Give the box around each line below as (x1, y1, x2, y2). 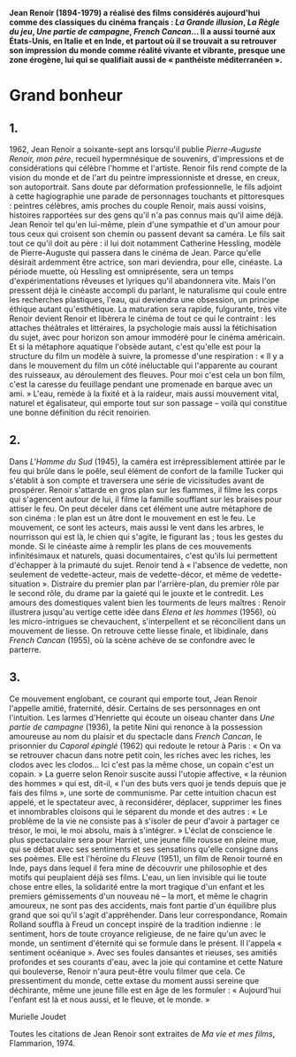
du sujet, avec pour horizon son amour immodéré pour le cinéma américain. (9, 332, 285, 342)
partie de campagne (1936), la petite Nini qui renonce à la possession (9, 721, 263, 732)
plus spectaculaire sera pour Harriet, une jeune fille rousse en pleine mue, (9, 834, 278, 845)
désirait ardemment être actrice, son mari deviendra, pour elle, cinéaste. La (9, 257, 283, 267)
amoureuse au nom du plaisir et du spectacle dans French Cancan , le (9, 731, 262, 741)
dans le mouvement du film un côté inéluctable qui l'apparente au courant (9, 360, 278, 371)
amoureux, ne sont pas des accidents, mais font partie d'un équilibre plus (9, 900, 277, 910)
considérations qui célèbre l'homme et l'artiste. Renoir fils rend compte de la (9, 163, 287, 173)
